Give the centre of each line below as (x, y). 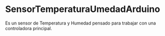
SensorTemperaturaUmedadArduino (83, 9)
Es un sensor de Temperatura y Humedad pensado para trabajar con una (81, 23)
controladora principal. (29, 28)
